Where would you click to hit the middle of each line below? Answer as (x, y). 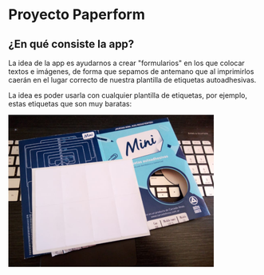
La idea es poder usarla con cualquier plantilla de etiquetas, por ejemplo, (128, 95)
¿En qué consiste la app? (71, 44)
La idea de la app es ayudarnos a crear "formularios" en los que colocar (126, 63)
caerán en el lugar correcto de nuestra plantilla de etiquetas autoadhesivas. (132, 80)
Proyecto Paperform (77, 15)
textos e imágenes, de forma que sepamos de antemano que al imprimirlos (131, 72)
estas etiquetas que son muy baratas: (70, 104)
